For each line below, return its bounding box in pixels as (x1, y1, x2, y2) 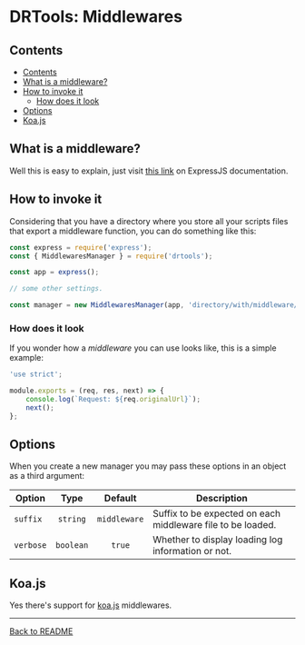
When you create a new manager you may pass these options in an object (9, 461, 287, 471)
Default (103, 492, 137, 505)
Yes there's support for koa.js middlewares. (9, 600, 172, 610)
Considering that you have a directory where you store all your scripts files (9, 215, 289, 226)
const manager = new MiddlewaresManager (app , (9, 301, 184, 310)
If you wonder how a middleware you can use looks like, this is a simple (9, 342, 277, 353)
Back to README (9, 626, 74, 637)
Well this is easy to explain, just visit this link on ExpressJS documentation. (9, 165, 289, 176)
